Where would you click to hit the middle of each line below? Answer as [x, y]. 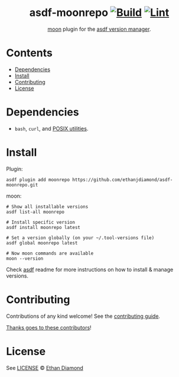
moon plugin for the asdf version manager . [99, 29]
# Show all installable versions [47, 207]
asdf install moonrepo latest [43, 227]
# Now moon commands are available [50, 253]
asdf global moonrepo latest [42, 243]
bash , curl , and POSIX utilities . [51, 128]
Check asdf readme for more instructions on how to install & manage [90, 269]
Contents [30, 53]
